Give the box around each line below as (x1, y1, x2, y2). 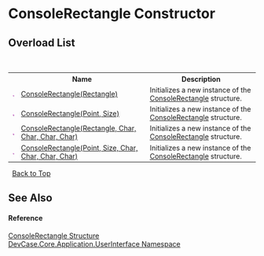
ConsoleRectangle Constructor (8, 5, 216, 23)
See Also (8, 192, 53, 205)
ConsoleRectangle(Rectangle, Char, (20, 123, 137, 133)
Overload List (8, 36, 75, 49)
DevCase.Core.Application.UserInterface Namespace (8, 239, 181, 248)
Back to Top (11, 169, 51, 177)
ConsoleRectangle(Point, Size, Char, (20, 143, 138, 152)
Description (181, 74, 222, 83)
